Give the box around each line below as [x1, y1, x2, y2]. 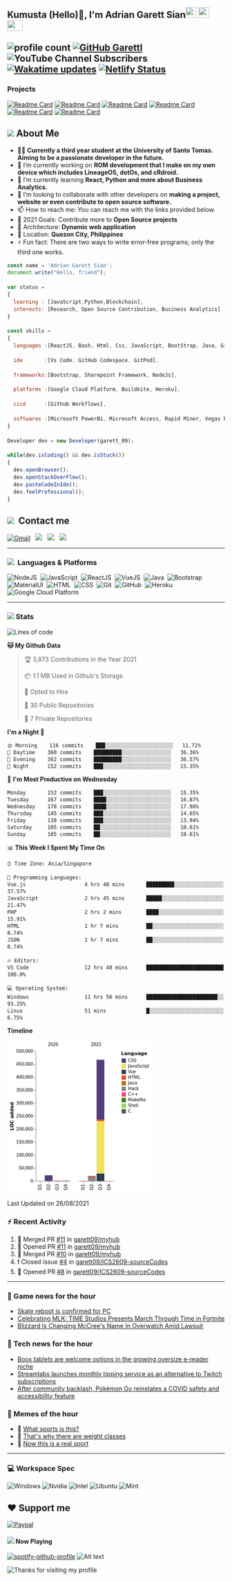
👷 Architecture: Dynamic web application [17, 222, 136, 231]
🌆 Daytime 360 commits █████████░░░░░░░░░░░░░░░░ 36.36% [7, 749, 199, 756]
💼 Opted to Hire [23, 687, 69, 696]
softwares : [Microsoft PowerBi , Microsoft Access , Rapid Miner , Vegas [13, 415, 221, 422]
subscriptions [17, 1377, 57, 1385]
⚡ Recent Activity [7, 1217, 67, 1226]
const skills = [7, 328, 51, 334]
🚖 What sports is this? [17, 1424, 79, 1433]
